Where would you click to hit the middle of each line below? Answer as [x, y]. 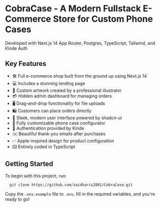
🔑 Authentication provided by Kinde [48, 128]
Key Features [26, 64]
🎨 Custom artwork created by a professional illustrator [67, 90]
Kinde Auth [16, 48]
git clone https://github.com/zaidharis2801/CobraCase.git [71, 185]
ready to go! [17, 199]
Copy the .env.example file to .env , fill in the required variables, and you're [80, 194]
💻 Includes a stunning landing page [49, 83]
